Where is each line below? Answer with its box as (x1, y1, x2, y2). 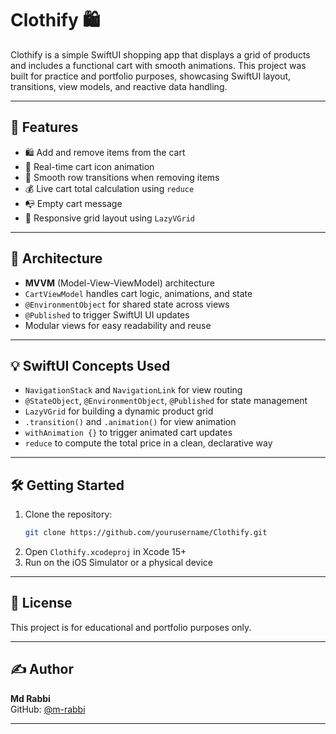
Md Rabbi (10, 692, 51, 704)
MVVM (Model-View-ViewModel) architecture (24, 277, 215, 289)
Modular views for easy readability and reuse (24, 319, 212, 331)
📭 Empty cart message (24, 197, 123, 209)
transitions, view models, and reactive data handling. (10, 80, 228, 92)
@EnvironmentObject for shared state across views (24, 298, 230, 310)
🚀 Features (10, 119, 79, 136)
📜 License (10, 595, 73, 612)
